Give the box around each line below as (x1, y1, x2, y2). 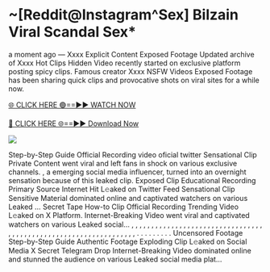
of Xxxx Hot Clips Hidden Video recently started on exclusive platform (8, 58, 241, 68)
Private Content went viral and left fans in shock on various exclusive (8, 158, 238, 168)
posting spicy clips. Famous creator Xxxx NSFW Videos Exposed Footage (8, 66, 253, 76)
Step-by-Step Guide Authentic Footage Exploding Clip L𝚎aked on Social (8, 236, 247, 246)
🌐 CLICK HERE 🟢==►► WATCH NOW (8, 99, 136, 110)
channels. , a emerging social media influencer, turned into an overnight (8, 167, 247, 177)
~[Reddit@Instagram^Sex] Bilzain (8, 6, 239, 24)
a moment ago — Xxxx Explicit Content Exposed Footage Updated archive (8, 49, 255, 59)
